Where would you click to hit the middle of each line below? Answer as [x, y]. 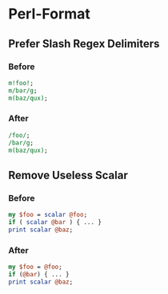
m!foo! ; [21, 83]
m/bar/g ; [23, 90]
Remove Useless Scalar [68, 175]
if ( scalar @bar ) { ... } [55, 222]
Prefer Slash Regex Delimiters [84, 44]
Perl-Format [49, 14]
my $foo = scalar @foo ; [48, 215]
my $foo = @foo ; [35, 267]
